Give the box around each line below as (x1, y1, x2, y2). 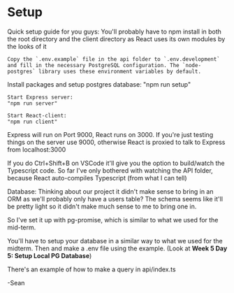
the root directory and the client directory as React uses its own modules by (7, 34, 226, 43)
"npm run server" (7, 99, 58, 107)
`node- (182, 62, 201, 69)
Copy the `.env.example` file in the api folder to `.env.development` (7, 55, 220, 63)
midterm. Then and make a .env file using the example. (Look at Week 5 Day (7, 244, 228, 252)
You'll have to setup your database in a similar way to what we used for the (7, 236, 223, 245)
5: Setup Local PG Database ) (7, 251, 92, 259)
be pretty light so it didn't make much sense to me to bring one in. (7, 202, 197, 210)
